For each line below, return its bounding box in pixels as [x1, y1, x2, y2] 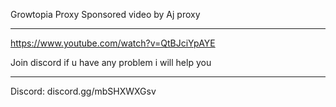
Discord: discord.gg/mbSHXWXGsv [10, 85, 157, 97]
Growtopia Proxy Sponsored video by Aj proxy [10, 9, 201, 20]
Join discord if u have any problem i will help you [10, 57, 212, 68]
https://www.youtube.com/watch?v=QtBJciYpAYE [10, 37, 216, 49]
